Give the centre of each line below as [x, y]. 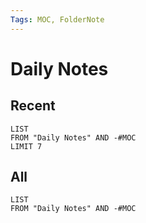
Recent [33, 106]
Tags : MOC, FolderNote [57, 19]
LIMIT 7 [26, 146]
